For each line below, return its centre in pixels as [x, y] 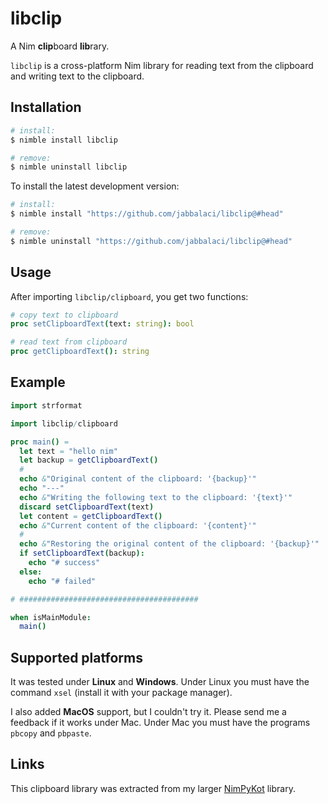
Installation [46, 107]
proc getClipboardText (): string [80, 352]
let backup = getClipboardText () [89, 460]
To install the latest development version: [95, 186]
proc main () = [40, 442]
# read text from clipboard [69, 342]
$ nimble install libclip [64, 140]
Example [38, 382]
